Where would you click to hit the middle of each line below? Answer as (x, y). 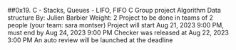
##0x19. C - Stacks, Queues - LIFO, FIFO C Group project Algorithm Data (114, 10)
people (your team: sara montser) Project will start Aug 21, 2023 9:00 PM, (116, 25)
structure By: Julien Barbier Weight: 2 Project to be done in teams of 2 (111, 18)
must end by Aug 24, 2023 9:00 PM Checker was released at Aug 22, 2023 (118, 32)
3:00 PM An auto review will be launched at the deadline (90, 40)
